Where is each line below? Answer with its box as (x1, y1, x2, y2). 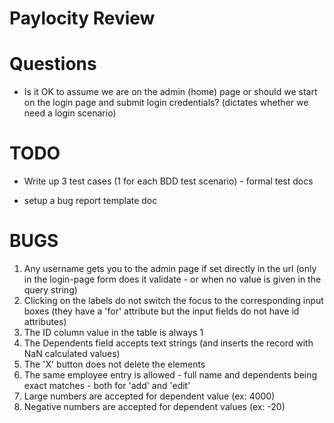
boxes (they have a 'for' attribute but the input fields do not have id (23, 305, 300, 317)
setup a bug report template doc (23, 195, 158, 207)
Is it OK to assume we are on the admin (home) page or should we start (23, 86, 318, 98)
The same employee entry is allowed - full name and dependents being (23, 369, 318, 381)
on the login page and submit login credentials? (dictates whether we (23, 97, 309, 109)
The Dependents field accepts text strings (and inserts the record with (23, 337, 314, 349)
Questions (9, 53, 97, 76)
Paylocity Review (9, 7, 156, 30)
